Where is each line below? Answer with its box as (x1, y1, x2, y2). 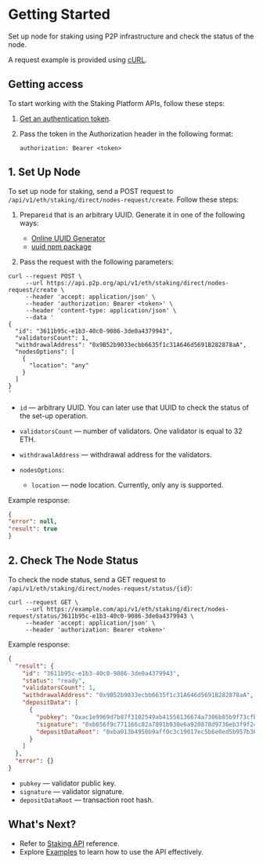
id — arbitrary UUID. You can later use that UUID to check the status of (19, 403, 249, 412)
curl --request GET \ (8, 598, 79, 606)
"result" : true (8, 525, 58, 533)
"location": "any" (28, 361, 89, 370)
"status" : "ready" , (22, 676, 86, 684)
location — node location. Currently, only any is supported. (31, 480, 224, 490)
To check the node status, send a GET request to (8, 574, 166, 584)
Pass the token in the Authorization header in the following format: (19, 129, 233, 138)
